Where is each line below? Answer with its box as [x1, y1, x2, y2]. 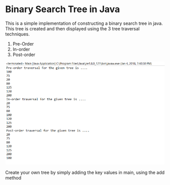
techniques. [5, 31, 30, 37]
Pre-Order [12, 40, 34, 47]
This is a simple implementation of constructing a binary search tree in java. [5, 20, 163, 26]
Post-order [12, 52, 35, 58]
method [5, 175, 22, 181]
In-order [12, 46, 30, 52]
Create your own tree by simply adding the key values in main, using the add [5, 169, 165, 175]
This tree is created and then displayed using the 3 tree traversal [5, 25, 140, 31]
